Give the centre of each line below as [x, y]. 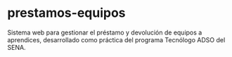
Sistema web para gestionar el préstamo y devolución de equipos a [105, 32]
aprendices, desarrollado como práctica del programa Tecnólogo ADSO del [116, 39]
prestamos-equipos [66, 13]
